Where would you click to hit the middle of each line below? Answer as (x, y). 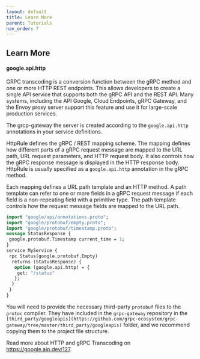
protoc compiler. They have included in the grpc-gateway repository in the (97, 313)
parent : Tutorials (29, 23)
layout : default (26, 12)
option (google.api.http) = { (52, 267)
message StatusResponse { (38, 234)
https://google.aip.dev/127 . (39, 349)
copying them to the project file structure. (58, 331)
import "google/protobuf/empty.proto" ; (56, 222)
